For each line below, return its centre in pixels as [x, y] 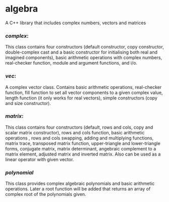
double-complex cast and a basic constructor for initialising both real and [81, 52]
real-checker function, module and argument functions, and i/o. [71, 63]
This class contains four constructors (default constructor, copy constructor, [84, 47]
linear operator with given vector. [40, 159]
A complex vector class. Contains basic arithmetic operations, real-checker [83, 87]
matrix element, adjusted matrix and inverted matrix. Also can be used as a [83, 154]
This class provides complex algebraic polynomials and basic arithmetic [80, 184]
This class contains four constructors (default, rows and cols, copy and [79, 127]
